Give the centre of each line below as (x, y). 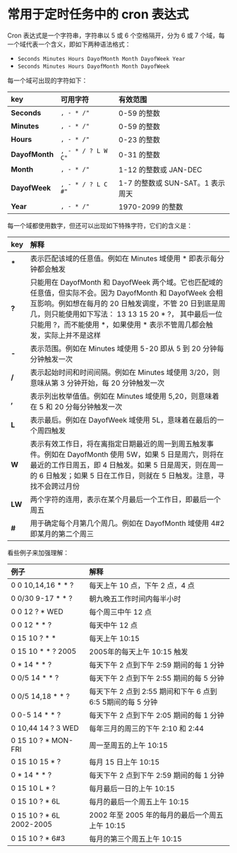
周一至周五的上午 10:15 (128, 745)
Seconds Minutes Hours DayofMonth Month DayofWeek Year (101, 59)
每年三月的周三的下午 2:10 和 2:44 (147, 728)
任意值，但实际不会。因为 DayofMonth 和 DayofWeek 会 (123, 292)
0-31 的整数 (140, 155)
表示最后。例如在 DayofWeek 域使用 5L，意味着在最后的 (123, 419)
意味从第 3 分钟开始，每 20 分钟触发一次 (97, 383)
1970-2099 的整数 (151, 207)
